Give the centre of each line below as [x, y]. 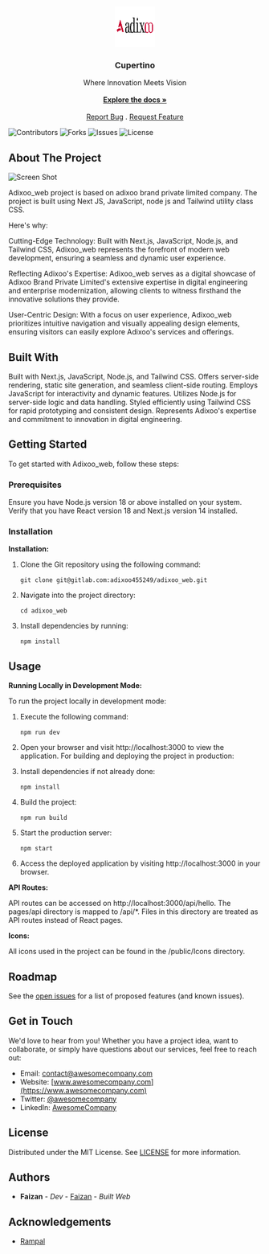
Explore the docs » [135, 100]
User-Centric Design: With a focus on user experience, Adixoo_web [120, 315]
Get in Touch [41, 1021]
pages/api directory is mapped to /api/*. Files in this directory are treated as [133, 912]
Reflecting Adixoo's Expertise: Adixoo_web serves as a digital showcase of [132, 274]
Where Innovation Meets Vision [135, 83]
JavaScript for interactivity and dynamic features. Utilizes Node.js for [122, 393]
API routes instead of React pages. [65, 920]
